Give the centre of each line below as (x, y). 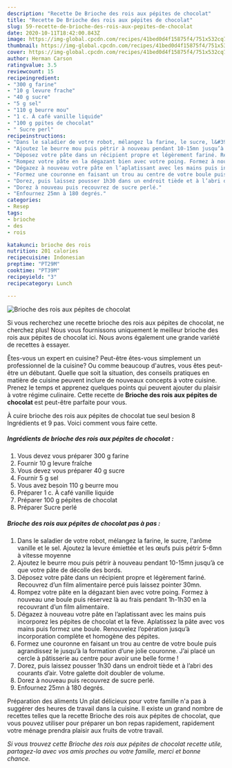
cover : (17, 53)
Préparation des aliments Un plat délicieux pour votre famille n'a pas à (107, 701)
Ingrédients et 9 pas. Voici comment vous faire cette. (82, 423)
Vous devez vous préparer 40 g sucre (71, 470)
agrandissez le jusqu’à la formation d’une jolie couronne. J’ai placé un (116, 651)
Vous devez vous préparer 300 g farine (73, 456)
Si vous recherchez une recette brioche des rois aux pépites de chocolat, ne (116, 322)
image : (17, 39)
